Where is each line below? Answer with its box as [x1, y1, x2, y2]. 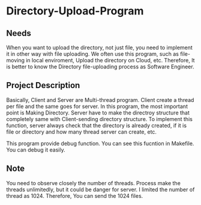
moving [6, 57, 25, 64]
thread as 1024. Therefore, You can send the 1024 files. [6, 192, 143, 199]
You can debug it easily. [6, 146, 65, 153]
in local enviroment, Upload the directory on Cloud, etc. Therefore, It [26, 57, 195, 64]
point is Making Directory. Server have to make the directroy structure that [6, 109, 190, 116]
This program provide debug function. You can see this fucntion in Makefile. [6, 140, 194, 147]
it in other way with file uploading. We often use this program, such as [6, 50, 179, 58]
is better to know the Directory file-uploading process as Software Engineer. [6, 63, 194, 70]
